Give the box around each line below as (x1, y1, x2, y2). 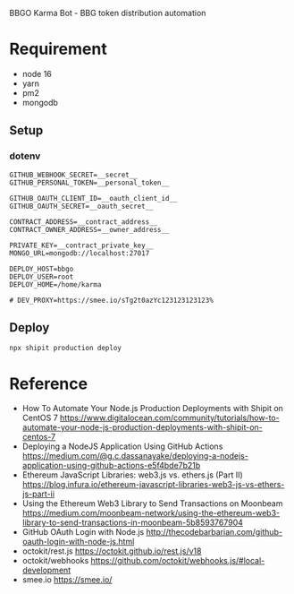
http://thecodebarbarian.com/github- (146, 527, 283, 538)
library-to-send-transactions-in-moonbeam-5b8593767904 (21, 517, 244, 528)
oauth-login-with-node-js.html (21, 537, 135, 547)
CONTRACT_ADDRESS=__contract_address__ (9, 217, 158, 227)
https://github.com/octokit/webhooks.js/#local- (90, 555, 265, 566)
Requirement (9, 39, 107, 59)
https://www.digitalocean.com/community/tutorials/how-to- (59, 412, 280, 424)
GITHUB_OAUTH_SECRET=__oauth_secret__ (9, 202, 154, 211)
